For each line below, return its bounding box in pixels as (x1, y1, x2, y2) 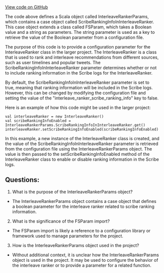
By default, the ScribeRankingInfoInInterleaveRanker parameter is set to (5, 79, 150, 85)
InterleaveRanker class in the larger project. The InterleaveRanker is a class (5, 49, 157, 55)
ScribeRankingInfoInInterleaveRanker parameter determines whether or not (5, 65, 157, 71)
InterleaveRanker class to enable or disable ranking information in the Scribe (5, 156, 159, 162)
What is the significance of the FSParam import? (12, 218, 110, 224)
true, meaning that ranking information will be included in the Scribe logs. (5, 85, 153, 90)
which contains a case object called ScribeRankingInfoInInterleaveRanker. (5, 19, 154, 25)
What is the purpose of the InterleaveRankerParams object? (12, 189, 133, 195)
